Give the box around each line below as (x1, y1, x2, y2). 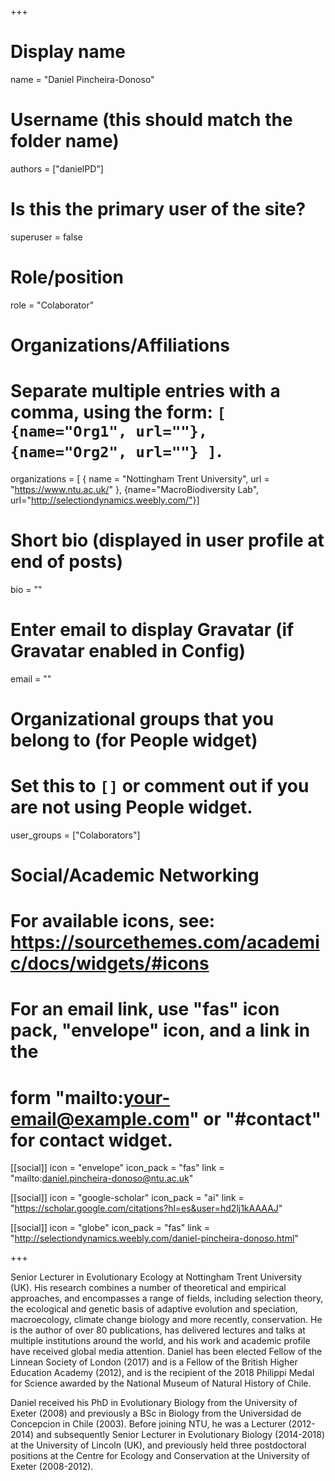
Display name (10, 41, 126, 63)
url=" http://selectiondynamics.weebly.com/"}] (10, 494, 200, 506)
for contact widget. (10, 1129, 173, 1151)
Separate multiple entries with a (10, 380, 281, 403)
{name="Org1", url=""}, (10, 422, 208, 441)
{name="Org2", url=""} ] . (10, 440, 223, 463)
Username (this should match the (10, 109, 293, 131)
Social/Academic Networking (10, 864, 260, 887)
